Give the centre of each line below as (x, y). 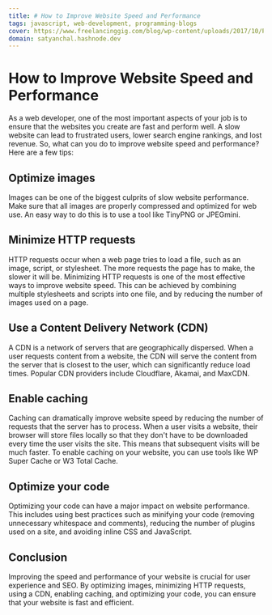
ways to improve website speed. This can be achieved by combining (123, 285)
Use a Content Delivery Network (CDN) (108, 328)
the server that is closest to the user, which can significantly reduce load (130, 364)
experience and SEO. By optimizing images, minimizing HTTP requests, (127, 585)
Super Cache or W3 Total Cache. (64, 461)
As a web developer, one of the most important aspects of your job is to (128, 118)
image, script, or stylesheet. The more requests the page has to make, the (132, 268)
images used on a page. (49, 302)
